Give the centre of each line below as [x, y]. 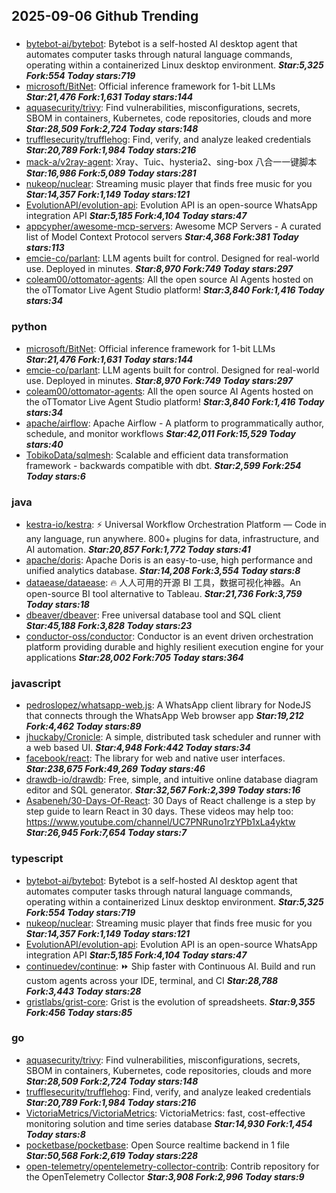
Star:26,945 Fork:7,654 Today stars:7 [106, 833]
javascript [36, 683]
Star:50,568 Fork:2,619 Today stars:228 [112, 1155]
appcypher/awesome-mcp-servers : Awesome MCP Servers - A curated [173, 226]
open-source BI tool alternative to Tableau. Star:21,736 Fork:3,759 [164, 593]
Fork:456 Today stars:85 [79, 1012]
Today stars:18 [57, 604]
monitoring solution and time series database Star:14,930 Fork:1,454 [169, 1123]
